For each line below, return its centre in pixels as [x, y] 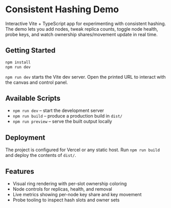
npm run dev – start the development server [58, 110]
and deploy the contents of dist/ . [41, 155]
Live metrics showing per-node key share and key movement [77, 194]
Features [20, 171]
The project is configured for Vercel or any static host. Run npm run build [83, 150]
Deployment [25, 137]
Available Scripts [33, 98]
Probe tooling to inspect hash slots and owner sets [66, 200]
